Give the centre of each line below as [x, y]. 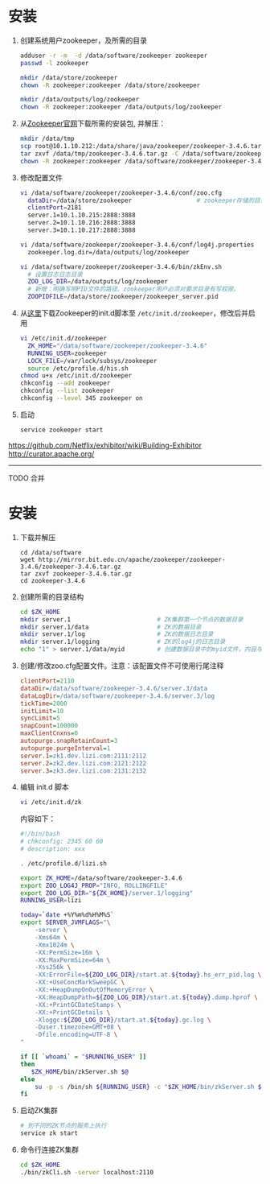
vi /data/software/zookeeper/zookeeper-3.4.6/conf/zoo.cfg [121, 193]
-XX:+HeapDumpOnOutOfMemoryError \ [94, 990]
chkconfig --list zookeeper [67, 391]
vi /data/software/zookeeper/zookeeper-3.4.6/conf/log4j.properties [137, 245]
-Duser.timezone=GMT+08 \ [78, 1027]
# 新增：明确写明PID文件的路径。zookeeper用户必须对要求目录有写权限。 [133, 289]
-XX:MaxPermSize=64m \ [73, 960]
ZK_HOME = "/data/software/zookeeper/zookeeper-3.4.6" [118, 346]
